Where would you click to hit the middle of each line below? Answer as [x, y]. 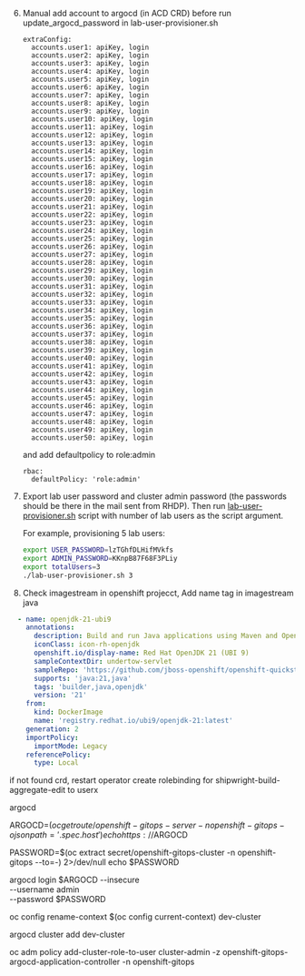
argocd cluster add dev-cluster [67, 935]
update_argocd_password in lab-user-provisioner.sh [120, 23]
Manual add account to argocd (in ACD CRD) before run [127, 13]
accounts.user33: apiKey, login [92, 302]
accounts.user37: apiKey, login [92, 334]
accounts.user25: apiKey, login [92, 239]
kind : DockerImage [68, 712]
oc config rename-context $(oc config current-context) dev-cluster [135, 917]
